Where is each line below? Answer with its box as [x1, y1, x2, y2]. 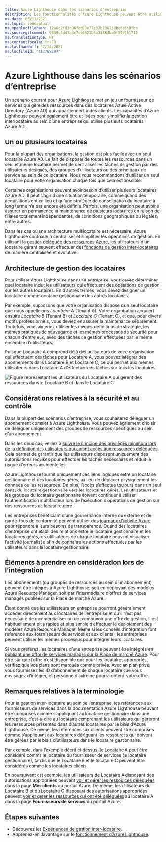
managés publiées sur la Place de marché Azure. [5, 595, 105, 601]
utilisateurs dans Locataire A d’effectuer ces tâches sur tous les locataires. [5, 365, 157, 371]
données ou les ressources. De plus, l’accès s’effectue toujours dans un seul [5, 482, 161, 488]
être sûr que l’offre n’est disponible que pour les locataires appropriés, [5, 656, 148, 663]
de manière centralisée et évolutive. [5, 249, 78, 256]
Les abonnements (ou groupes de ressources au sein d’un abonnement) [5, 579, 152, 585]
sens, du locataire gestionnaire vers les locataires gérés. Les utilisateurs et [5, 487, 157, 493]
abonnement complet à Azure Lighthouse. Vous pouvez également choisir [5, 420, 156, 426]
